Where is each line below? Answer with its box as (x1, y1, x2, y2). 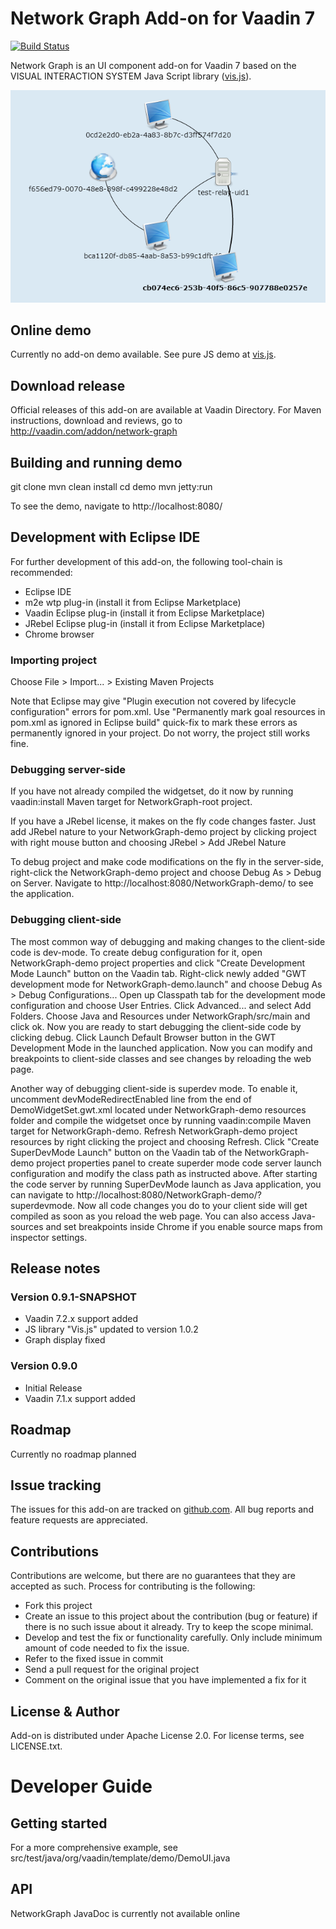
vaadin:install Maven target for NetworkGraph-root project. (10, 796, 253, 808)
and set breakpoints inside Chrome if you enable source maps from (45, 1220, 323, 1232)
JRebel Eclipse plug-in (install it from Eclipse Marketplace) (24, 617, 266, 629)
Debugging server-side (10, 763, 127, 777)
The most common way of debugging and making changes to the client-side (10, 935, 326, 947)
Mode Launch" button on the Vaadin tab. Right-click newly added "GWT (10, 967, 307, 979)
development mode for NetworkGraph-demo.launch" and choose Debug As (10, 978, 323, 990)
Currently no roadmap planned (10, 1448, 137, 1460)
